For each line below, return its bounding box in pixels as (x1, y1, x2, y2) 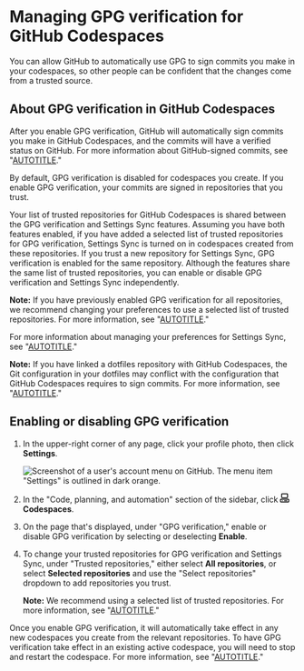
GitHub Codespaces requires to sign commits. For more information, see (9, 377, 280, 388)
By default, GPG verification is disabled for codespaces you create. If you (9, 172, 284, 183)
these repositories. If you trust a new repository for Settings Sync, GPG (9, 247, 275, 258)
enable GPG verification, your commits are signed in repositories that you (9, 182, 283, 193)
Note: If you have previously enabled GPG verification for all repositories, (9, 294, 283, 305)
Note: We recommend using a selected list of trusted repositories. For (22, 595, 284, 606)
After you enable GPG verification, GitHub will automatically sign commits (9, 125, 284, 136)
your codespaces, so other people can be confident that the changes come (9, 65, 292, 76)
